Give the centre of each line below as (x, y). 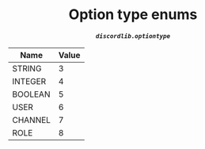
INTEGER (29, 81)
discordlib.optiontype (133, 36)
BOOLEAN (31, 94)
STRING (27, 68)
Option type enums (133, 15)
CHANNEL (32, 120)
